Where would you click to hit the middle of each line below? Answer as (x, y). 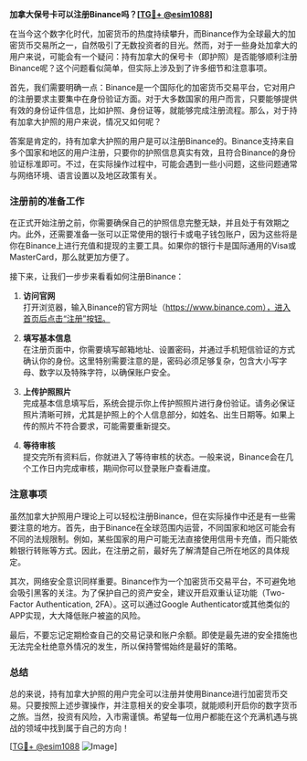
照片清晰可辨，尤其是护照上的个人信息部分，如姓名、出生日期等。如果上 (159, 415)
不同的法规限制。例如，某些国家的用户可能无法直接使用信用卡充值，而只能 (149, 539)
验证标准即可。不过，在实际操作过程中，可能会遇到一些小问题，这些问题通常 (153, 164)
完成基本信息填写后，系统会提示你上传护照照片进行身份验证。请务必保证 (159, 403)
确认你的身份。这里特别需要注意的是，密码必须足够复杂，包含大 (143, 361)
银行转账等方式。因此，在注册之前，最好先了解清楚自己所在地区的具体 (149, 550)
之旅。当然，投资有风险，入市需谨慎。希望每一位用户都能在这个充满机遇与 (149, 716)
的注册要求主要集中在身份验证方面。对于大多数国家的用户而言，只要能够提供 (153, 99)
